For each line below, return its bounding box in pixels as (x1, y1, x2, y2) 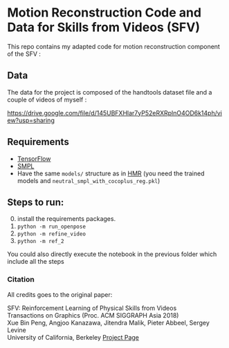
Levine (7, 326, 26, 334)
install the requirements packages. (17, 215, 116, 223)
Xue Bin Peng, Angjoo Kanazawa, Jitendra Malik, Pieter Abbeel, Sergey (7, 318, 210, 327)
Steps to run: (7, 196, 64, 208)
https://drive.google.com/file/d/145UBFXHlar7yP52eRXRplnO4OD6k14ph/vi (7, 108, 223, 117)
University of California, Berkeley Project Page (7, 333, 140, 341)
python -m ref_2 (17, 238, 64, 245)
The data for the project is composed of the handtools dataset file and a (7, 88, 212, 96)
